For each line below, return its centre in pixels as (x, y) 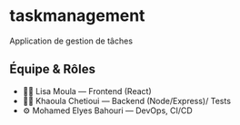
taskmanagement (77, 16)
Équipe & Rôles (52, 69)
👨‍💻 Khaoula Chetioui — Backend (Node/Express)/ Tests (127, 101)
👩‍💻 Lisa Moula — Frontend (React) (87, 91)
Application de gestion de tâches (71, 41)
